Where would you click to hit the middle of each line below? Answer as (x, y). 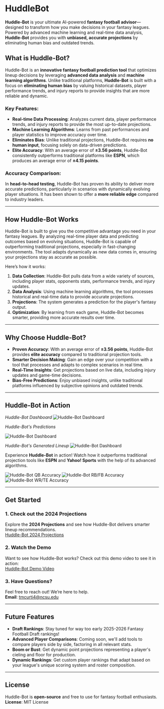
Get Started (23, 500)
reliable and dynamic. (27, 96)
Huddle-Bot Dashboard (29, 417)
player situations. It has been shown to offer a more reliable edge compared (82, 194)
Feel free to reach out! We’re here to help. (47, 592)
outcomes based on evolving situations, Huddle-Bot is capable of (71, 242)
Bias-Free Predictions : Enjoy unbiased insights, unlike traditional (77, 380)
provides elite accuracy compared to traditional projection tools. (77, 354)
